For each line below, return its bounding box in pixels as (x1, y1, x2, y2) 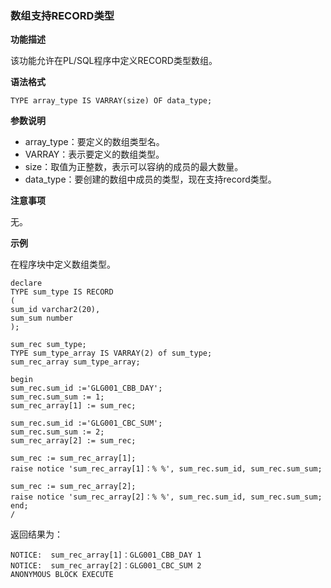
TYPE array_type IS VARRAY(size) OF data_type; (10, 96, 213, 106)
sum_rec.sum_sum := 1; (10, 392, 105, 402)
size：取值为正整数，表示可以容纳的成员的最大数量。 (24, 161, 244, 173)
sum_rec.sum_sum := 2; (10, 427, 105, 437)
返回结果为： (10, 528, 63, 541)
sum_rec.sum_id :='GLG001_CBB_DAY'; (10, 383, 163, 394)
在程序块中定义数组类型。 (10, 258, 116, 271)
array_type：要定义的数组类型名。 (24, 136, 165, 148)
